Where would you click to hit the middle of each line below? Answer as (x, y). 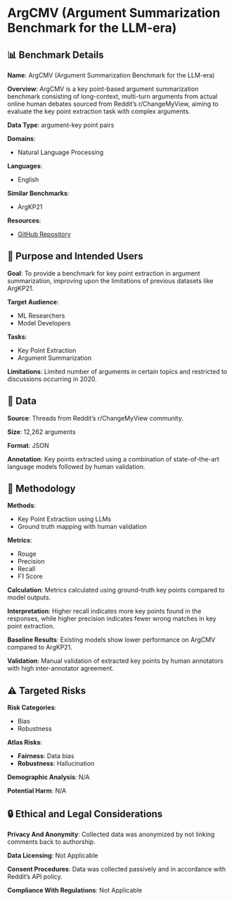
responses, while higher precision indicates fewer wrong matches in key (112, 619)
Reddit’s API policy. (35, 877)
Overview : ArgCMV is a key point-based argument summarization (103, 89)
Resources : (24, 220)
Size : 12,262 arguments (41, 432)
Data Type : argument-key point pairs (61, 125)
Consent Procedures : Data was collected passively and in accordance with (117, 869)
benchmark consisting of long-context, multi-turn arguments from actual (112, 96)
